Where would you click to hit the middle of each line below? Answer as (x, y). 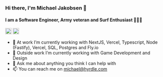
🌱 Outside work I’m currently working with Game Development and (81, 53)
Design (20, 58)
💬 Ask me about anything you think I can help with (64, 64)
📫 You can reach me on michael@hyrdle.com (60, 69)
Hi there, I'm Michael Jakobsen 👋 (46, 8)
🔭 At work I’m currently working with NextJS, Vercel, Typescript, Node (85, 42)
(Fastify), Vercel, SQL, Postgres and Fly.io (55, 48)
